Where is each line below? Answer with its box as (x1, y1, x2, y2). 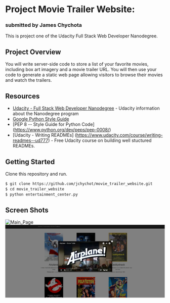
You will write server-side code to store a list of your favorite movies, (5, 61, 149, 67)
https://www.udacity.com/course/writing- (76, 132, 163, 138)
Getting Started (5, 158, 55, 166)
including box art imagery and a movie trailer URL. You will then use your (5, 67, 157, 73)
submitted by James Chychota (5, 22, 82, 29)
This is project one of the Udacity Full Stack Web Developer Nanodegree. (5, 33, 158, 39)
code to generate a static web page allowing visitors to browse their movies (5, 72, 163, 78)
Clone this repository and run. (5, 171, 67, 177)
